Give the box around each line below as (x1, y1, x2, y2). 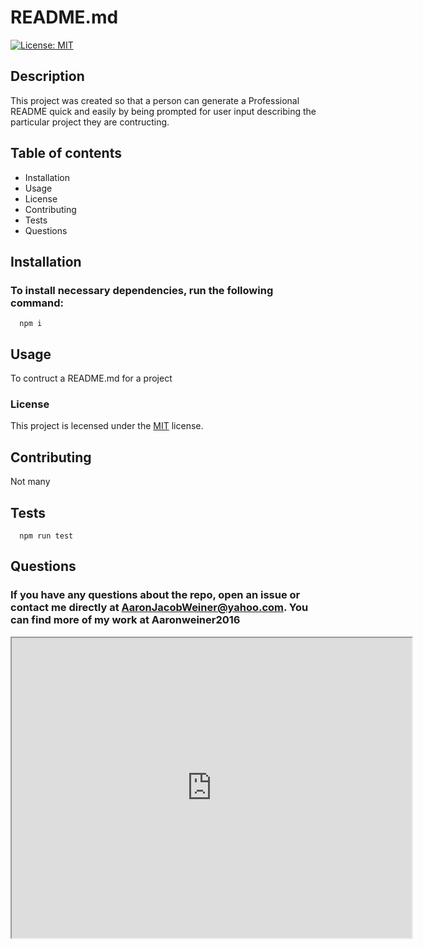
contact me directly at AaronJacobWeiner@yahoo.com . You (10, 601, 309, 615)
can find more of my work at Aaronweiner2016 (10, 613, 241, 627)
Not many (10, 476, 51, 488)
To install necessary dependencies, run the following (10, 283, 274, 297)
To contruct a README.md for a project (10, 372, 173, 385)
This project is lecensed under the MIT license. (10, 420, 204, 432)
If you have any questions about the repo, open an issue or (10, 588, 301, 602)
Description (10, 68, 85, 85)
